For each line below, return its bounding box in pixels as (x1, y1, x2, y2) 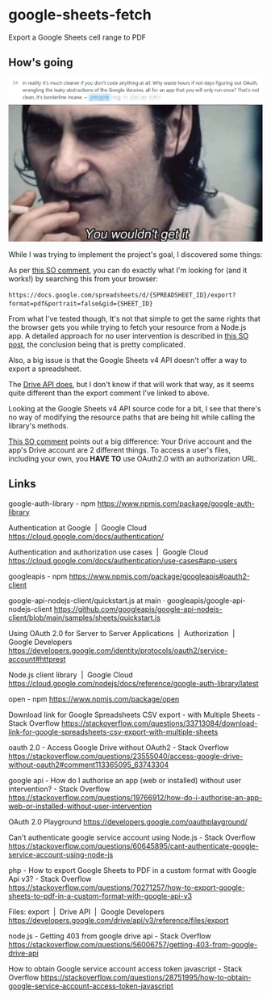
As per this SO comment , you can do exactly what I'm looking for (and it (8, 265, 248, 275)
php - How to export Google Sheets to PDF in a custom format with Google (8, 865, 257, 875)
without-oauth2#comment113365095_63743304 (8, 760, 169, 769)
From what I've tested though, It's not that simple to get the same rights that (8, 314, 261, 323)
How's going (8, 56, 73, 70)
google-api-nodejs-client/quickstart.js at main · (8, 596, 165, 605)
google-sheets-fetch (8, 6, 152, 24)
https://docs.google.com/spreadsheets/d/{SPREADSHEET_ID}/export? (8, 291, 236, 299)
